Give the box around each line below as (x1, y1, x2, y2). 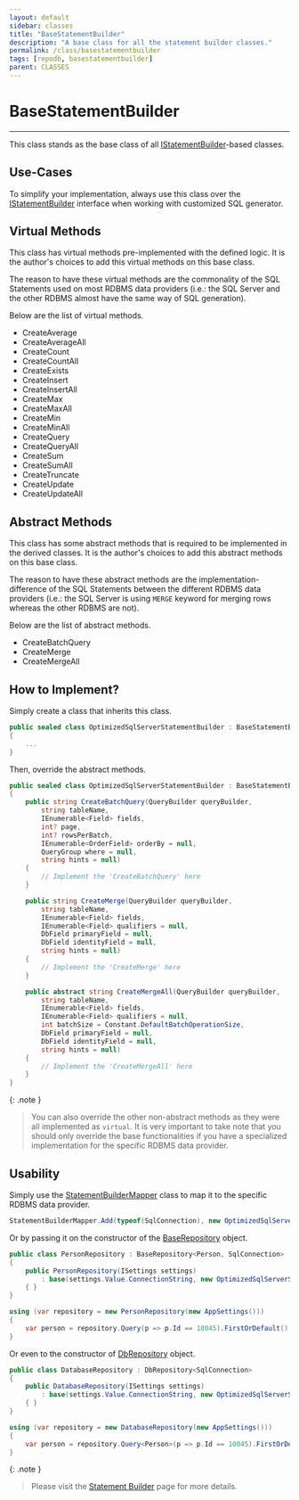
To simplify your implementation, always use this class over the (9, 188, 241, 199)
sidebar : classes (9, 21, 74, 30)
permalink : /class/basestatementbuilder (9, 46, 162, 55)
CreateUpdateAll (21, 488, 83, 499)
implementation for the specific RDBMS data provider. (30, 1140, 229, 1151)
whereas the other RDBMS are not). (9, 602, 140, 613)
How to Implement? (9, 682, 120, 697)
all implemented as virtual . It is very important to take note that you (30, 1121, 282, 1132)
